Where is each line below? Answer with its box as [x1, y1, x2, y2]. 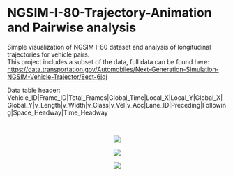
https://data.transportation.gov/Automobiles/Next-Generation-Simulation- [7, 65, 219, 73]
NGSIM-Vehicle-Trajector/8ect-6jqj [7, 72, 108, 81]
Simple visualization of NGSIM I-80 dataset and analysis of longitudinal [7, 43, 211, 51]
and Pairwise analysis [7, 20, 137, 36]
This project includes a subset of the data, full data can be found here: [7, 57, 209, 66]
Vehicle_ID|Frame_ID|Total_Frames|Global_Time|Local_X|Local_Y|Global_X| [7, 93, 223, 102]
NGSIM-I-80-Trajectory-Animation [7, 5, 212, 21]
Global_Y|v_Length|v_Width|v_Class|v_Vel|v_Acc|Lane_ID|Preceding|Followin [7, 101, 227, 109]
